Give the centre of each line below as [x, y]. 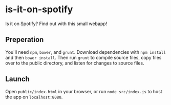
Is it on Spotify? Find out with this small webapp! [56, 24]
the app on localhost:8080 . [34, 97]
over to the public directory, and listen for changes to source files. [75, 63]
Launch [17, 79]
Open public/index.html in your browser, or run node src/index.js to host [84, 91]
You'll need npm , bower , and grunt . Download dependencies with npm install [86, 52]
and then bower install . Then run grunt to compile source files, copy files [83, 57]
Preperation [25, 40]
